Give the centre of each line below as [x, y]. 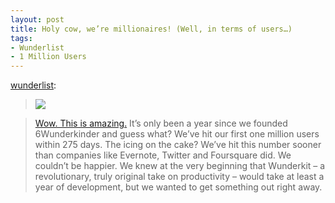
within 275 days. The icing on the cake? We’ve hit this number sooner [178, 145]
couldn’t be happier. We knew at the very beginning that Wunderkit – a [180, 166]
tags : [21, 38]
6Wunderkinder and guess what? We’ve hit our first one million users [177, 134]
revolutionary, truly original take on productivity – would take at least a [179, 177]
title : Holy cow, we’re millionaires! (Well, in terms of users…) [151, 29]
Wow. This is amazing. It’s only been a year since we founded [161, 123]
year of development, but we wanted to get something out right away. [178, 187]
